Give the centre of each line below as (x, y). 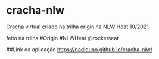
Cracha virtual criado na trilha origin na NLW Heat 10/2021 (77, 27)
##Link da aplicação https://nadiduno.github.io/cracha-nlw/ (79, 49)
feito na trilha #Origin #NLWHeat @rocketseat (63, 38)
